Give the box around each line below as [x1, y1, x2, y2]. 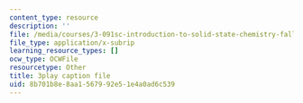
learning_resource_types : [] [9, 47, 119, 56]
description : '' [9, 21, 70, 30]
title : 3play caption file [9, 72, 111, 81]
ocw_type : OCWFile [9, 55, 78, 64]
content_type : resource [9, 13, 99, 22]
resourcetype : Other [9, 64, 87, 73]
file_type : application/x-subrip [9, 38, 135, 47]
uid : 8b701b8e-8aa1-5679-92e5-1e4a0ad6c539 [9, 80, 176, 89]
